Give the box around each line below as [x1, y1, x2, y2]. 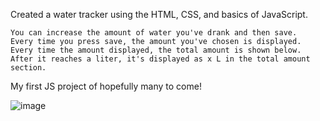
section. [10, 63, 47, 73]
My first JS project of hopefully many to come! [10, 80, 202, 92]
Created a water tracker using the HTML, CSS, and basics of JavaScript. [10, 9, 308, 20]
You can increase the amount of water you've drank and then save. [10, 28, 298, 38]
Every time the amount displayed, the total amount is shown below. [10, 45, 302, 55]
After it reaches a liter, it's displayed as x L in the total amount [10, 54, 311, 64]
